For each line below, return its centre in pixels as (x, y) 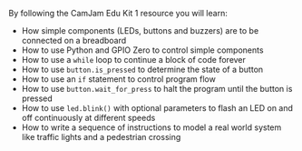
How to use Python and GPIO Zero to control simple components (142, 50)
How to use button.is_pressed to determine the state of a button (142, 69)
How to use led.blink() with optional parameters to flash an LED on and (157, 108)
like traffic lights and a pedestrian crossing (101, 137)
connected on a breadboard (74, 40)
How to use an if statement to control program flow (119, 79)
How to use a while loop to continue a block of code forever (134, 60)
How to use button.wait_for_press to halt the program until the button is (157, 89)
